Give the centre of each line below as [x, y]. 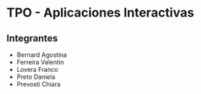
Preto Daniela [36, 77]
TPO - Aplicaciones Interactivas [100, 13]
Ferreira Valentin [40, 62]
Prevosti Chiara [38, 84]
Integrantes [32, 38]
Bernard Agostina [42, 55]
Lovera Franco [37, 69]
